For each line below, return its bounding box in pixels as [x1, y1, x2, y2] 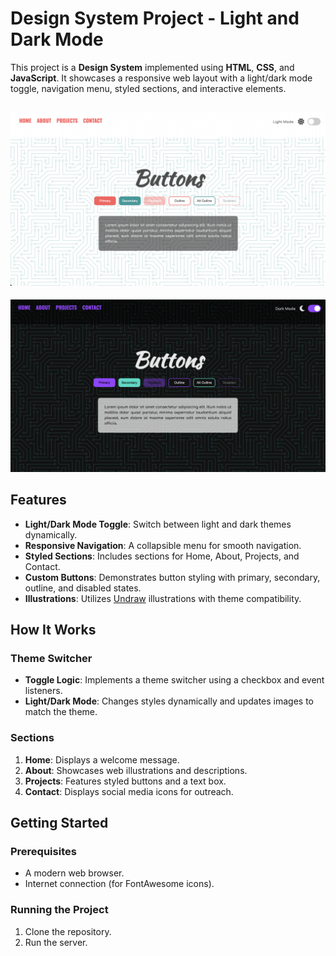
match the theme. [24, 706, 98, 718]
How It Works [10, 622, 97, 639]
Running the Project [10, 903, 109, 917]
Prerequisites [10, 845, 77, 859]
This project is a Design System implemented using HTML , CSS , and [10, 61, 295, 73]
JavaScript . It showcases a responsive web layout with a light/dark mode [10, 72, 313, 84]
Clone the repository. [24, 925, 112, 937]
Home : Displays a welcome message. [24, 753, 180, 766]
